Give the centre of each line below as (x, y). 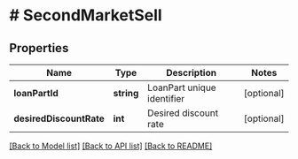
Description (191, 73)
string (126, 93)
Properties (39, 48)
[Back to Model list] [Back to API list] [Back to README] (111, 146)
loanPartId (36, 93)
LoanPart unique (182, 87)
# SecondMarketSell (86, 15)
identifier (166, 98)
